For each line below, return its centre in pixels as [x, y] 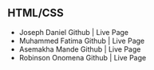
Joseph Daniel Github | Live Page [74, 32]
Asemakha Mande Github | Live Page [80, 49]
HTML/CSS [36, 13]
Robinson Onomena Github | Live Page [83, 57]
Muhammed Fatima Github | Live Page [82, 41]
